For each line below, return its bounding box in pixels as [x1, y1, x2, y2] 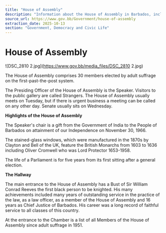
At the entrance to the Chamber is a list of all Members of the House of [5, 217, 149, 223]
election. [5, 162, 23, 168]
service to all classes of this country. [5, 207, 80, 213]
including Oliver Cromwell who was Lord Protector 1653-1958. [5, 147, 131, 153]
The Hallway [5, 172, 32, 178]
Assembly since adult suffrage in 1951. [5, 222, 83, 228]
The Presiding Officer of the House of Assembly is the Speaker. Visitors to [5, 87, 156, 94]
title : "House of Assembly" [5, 7, 63, 12]
